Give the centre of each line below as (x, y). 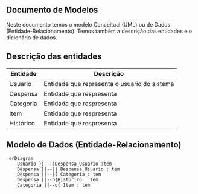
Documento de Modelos (52, 10)
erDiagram (21, 159)
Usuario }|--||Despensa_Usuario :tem (65, 164)
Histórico (22, 123)
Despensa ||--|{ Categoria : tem (59, 175)
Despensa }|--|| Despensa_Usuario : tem (69, 169)
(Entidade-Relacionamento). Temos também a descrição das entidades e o (99, 31)
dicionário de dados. (32, 37)
